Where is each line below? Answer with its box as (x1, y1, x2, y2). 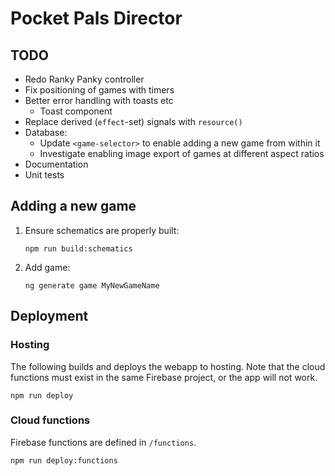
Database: (24, 127, 68, 138)
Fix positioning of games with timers (24, 84, 175, 96)
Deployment (10, 308, 89, 325)
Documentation (24, 158, 89, 170)
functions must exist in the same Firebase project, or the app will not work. (10, 371, 318, 383)
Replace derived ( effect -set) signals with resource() (24, 116, 243, 127)
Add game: (24, 261, 71, 273)
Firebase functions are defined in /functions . (10, 436, 197, 448)
